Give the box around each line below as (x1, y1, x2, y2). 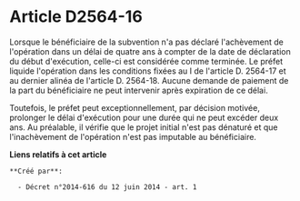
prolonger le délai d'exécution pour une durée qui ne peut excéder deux (9, 112, 279, 123)
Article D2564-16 (9, 6, 143, 27)
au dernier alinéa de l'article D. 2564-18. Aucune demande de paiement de (9, 75, 289, 85)
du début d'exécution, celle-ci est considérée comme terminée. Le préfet (9, 55, 284, 66)
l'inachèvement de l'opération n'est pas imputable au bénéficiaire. (9, 131, 257, 142)
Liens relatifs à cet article (9, 148, 107, 160)
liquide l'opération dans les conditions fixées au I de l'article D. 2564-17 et (9, 65, 286, 76)
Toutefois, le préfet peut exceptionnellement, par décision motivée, (9, 102, 261, 113)
